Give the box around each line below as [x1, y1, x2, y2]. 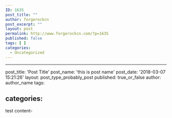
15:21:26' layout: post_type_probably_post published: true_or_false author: [5, 74, 161, 80]
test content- [5, 108, 33, 114]
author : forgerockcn [5, 17, 50, 22]
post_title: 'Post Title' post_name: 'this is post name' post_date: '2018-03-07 [5, 69, 166, 75]
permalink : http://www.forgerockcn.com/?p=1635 [5, 31, 109, 36]
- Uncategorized [10, 50, 45, 55]
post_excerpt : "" [5, 21, 42, 27]
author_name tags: [5, 79, 45, 85]
